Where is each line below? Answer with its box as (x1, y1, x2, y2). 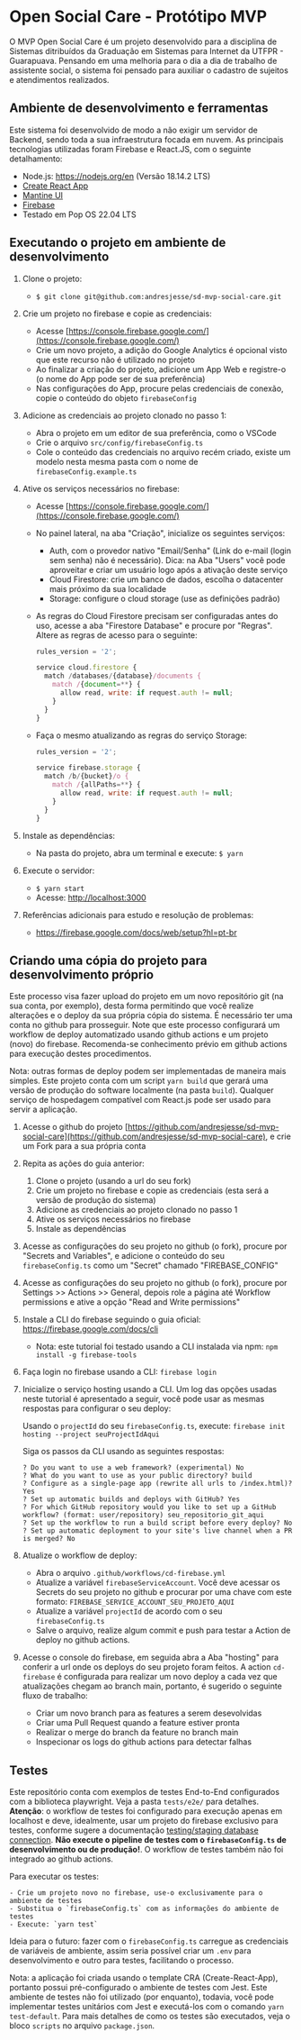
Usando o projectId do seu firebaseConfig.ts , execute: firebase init (22, 1421, 286, 1432)
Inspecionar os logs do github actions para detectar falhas (35, 1736, 252, 1747)
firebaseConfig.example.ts (35, 467, 137, 477)
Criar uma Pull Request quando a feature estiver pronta (35, 1717, 240, 1728)
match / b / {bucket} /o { (43, 772, 129, 781)
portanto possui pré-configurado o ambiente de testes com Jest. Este (9, 1982, 268, 1993)
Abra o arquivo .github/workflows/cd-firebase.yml (35, 1568, 226, 1579)
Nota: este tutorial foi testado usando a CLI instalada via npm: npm (35, 1341, 279, 1352)
